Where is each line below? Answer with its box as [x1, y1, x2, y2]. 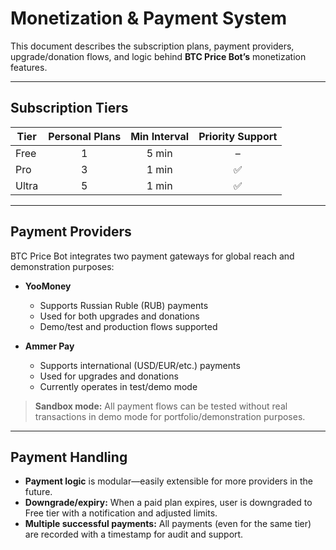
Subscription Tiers [10, 100, 129, 117]
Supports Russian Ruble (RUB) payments [39, 299, 209, 311]
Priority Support [198, 129, 278, 143]
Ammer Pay [24, 340, 75, 352]
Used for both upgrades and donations [39, 310, 200, 322]
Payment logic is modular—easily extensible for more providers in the [24, 475, 314, 487]
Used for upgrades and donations [39, 370, 179, 382]
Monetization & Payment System [10, 7, 288, 30]
